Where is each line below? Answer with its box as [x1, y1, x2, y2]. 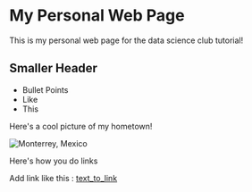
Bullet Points [21, 84, 69, 95]
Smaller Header [9, 61, 98, 76]
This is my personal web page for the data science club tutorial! [9, 35, 244, 46]
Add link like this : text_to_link [9, 172, 118, 183]
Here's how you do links [9, 155, 98, 166]
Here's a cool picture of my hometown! [9, 121, 153, 131]
